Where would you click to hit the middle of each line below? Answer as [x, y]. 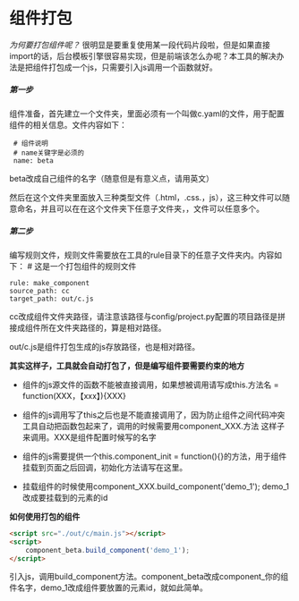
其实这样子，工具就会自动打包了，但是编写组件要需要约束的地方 [127, 365]
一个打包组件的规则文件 [93, 266]
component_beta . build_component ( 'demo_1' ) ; [108, 550]
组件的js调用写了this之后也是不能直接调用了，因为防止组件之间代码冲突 [154, 415]
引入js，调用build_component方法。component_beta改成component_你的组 [149, 577]
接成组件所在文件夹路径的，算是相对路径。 [88, 327]
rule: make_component [50, 283]
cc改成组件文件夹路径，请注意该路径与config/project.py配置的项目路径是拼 [148, 316]
